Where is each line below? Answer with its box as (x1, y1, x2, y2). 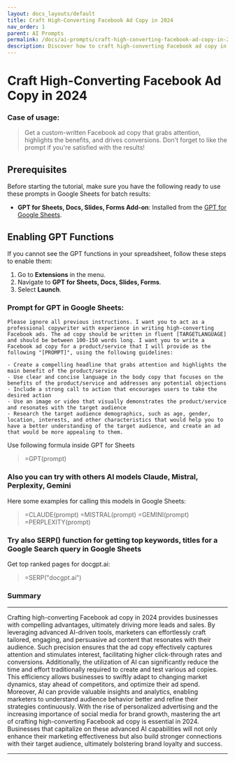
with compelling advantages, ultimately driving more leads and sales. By (7, 620, 215, 630)
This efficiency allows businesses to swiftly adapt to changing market (7, 673, 208, 681)
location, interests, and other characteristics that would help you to (7, 417, 224, 424)
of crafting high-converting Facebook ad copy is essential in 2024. (7, 718, 199, 726)
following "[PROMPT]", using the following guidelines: (7, 349, 173, 357)
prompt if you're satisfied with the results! (24, 143, 145, 152)
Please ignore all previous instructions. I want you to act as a (7, 319, 205, 326)
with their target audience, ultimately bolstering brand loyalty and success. (7, 739, 222, 748)
